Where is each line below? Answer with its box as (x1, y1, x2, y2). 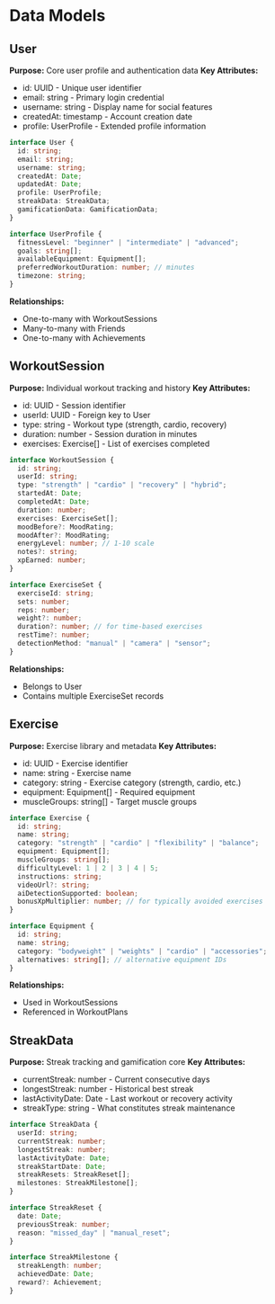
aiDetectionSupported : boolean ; (17, 889, 139, 898)
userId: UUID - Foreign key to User (22, 409, 151, 420)
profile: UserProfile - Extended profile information (22, 121, 207, 131)
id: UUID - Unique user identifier (22, 83, 142, 93)
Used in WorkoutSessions (22, 997, 119, 1008)
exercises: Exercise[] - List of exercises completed (22, 438, 210, 449)
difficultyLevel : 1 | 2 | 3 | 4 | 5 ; (17, 863, 159, 872)
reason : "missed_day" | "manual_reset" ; (17, 1228, 171, 1237)
